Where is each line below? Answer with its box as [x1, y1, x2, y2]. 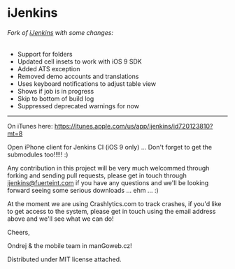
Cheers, [7, 228, 30, 237]
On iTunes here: [7, 122, 54, 131]
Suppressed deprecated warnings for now [17, 102, 140, 110]
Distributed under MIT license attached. [7, 255, 122, 263]
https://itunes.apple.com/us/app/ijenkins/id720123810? [54, 122, 213, 131]
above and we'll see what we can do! [7, 215, 114, 223]
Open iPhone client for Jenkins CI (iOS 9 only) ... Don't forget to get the [7, 143, 212, 152]
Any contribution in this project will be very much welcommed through [7, 164, 210, 173]
